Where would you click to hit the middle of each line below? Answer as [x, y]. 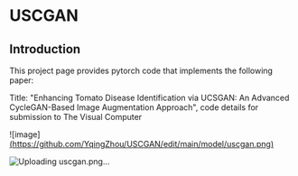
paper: [22, 80]
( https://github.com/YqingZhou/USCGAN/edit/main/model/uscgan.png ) [142, 144]
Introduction [45, 49]
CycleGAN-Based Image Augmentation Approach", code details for [134, 107]
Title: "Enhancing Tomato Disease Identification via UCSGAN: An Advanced [149, 97]
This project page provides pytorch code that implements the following [141, 70]
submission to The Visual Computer [76, 117]
